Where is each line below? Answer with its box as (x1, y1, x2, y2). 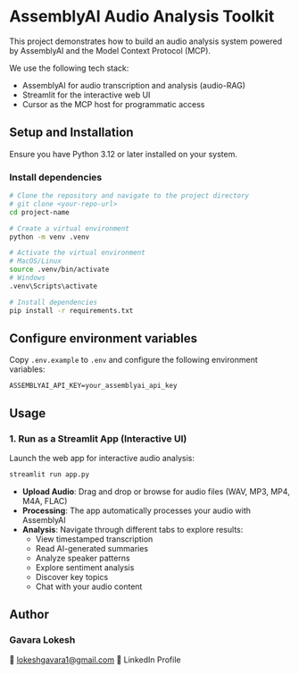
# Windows (9, 274, 46, 282)
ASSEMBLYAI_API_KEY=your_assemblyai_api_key (9, 382, 178, 391)
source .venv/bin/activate (9, 265, 110, 274)
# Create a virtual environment (9, 223, 129, 233)
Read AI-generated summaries (35, 543, 149, 553)
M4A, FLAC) (21, 495, 68, 506)
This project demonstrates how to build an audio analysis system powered (9, 36, 283, 46)
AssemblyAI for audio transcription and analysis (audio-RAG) (21, 80, 245, 90)
